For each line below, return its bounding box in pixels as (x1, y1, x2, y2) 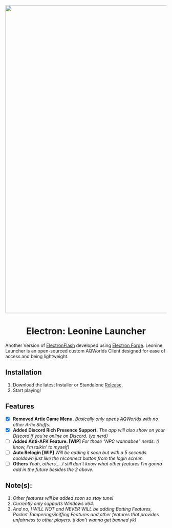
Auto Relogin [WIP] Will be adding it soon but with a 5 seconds (12, 449, 147, 456)
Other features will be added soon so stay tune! (12, 495, 114, 501)
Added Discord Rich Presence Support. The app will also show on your (12, 427, 165, 433)
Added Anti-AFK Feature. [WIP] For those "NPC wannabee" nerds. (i (12, 438, 159, 444)
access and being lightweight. (5, 353, 69, 359)
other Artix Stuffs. (12, 421, 50, 427)
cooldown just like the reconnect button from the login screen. (12, 455, 144, 461)
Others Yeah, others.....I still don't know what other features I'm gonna (12, 460, 162, 466)
